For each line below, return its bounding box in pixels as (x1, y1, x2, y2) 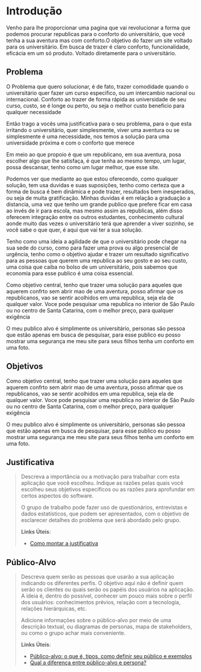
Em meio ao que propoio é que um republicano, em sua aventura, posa (6, 151, 181, 158)
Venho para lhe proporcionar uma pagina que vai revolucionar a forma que (6, 24, 191, 31)
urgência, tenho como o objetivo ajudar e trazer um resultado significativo (6, 250, 189, 257)
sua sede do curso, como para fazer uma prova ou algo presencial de (6, 244, 178, 251)
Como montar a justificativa (29, 540, 98, 547)
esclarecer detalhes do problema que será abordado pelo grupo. (20, 517, 181, 524)
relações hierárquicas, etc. (20, 605, 87, 613)
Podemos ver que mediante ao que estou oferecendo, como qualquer (6, 175, 178, 182)
